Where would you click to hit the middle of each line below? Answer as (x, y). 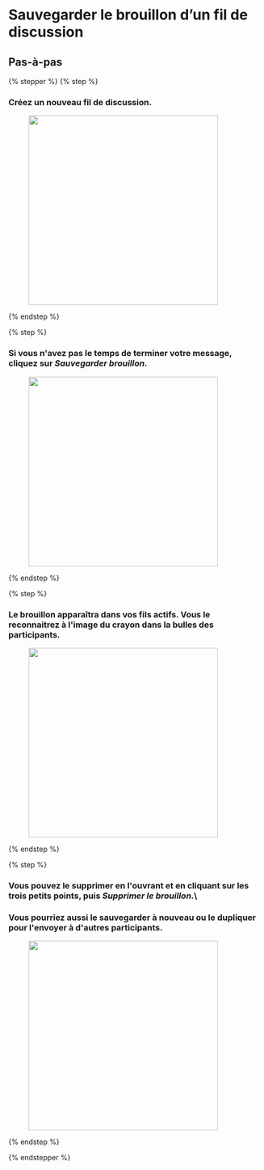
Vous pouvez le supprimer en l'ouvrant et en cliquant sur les (129, 885)
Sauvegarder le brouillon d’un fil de (128, 15)
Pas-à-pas (36, 62)
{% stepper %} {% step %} (53, 81)
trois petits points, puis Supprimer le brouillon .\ (103, 896)
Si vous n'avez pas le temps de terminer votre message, (120, 354)
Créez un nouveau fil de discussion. (80, 102)
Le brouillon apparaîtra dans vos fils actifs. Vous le (109, 614)
